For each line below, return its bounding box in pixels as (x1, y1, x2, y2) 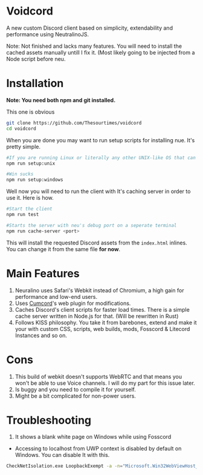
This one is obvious (6, 108, 55, 116)
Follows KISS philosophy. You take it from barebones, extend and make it (14, 319, 197, 326)
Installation (6, 77, 64, 90)
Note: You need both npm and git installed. (6, 96, 116, 103)
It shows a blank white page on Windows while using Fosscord (14, 433, 172, 441)
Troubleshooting (6, 413, 92, 427)
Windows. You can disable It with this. (14, 451, 110, 459)
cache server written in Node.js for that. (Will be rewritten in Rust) (14, 312, 179, 319)
